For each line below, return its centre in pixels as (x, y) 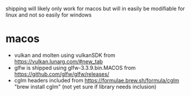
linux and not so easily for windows (49, 15)
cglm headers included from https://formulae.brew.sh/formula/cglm (96, 80)
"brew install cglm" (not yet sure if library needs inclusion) (85, 87)
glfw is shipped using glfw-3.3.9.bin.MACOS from (75, 68)
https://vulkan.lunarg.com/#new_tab (58, 61)
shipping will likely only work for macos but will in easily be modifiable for (95, 9)
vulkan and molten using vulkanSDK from (65, 55)
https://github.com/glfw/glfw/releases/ (62, 74)
